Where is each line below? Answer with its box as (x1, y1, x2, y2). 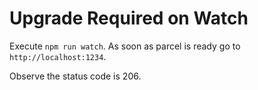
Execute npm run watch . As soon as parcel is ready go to (9, 40, 241, 52)
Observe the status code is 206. (9, 70, 142, 82)
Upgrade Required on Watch (9, 7, 249, 30)
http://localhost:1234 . (9, 50, 107, 62)
